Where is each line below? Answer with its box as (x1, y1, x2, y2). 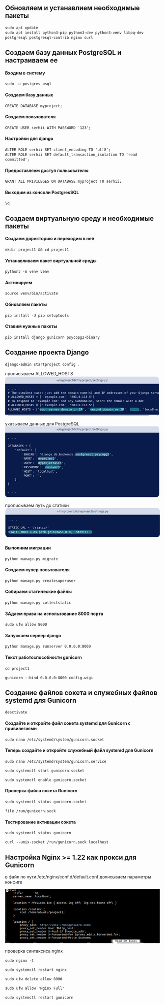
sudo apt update (5, 25, 38, 30)
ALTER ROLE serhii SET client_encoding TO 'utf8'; (5, 147, 111, 152)
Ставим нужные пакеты (5, 324, 57, 329)
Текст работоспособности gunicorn (5, 654, 82, 660)
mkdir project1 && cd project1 (5, 247, 69, 253)
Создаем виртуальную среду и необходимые (5, 214, 154, 223)
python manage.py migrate (5, 556, 58, 561)
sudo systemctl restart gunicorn (5, 995, 74, 1000)
